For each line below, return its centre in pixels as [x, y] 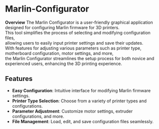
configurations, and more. [38, 116]
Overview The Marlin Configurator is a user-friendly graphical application [79, 22]
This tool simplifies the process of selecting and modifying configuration [78, 32]
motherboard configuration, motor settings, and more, [59, 53]
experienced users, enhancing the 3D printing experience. [64, 64]
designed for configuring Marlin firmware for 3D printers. [62, 27]
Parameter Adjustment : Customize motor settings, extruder [72, 111]
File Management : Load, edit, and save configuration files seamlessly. [83, 121]
